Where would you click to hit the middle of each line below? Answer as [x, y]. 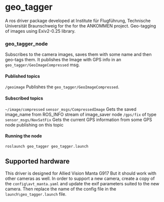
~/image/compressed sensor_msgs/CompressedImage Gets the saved [71, 109]
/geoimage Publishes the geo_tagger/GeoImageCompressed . [62, 87]
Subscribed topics [24, 98]
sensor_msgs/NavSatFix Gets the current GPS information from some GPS [79, 120]
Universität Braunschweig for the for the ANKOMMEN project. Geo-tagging [81, 25]
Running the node [24, 136]
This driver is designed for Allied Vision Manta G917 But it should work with [81, 173]
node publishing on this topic [34, 125]
